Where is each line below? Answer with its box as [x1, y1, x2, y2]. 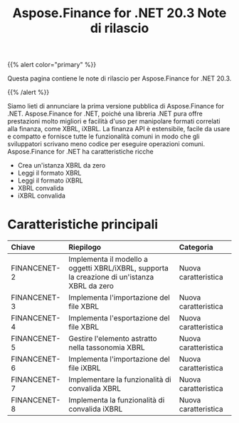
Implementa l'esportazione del [68, 313, 170, 323]
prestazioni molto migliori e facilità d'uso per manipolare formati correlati [7, 117, 221, 126]
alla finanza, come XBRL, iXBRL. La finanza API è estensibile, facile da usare [7, 125, 230, 133]
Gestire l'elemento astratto [68, 334, 158, 344]
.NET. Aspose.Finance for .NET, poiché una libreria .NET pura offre [7, 109, 203, 118]
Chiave [11, 243, 36, 253]
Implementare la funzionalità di [68, 374, 172, 384]
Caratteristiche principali [7, 216, 159, 233]
